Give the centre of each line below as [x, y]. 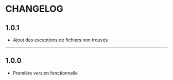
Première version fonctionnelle [45, 73]
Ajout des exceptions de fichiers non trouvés [60, 40]
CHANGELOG [34, 9]
